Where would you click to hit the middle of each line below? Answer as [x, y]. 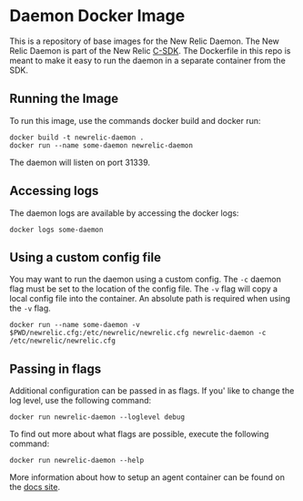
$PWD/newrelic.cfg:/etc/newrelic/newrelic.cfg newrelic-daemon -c [138, 333]
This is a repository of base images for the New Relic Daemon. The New [145, 41]
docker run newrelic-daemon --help [77, 461]
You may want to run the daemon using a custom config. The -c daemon [146, 280]
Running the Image [64, 99]
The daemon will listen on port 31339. [80, 162]
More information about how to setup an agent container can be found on [147, 477]
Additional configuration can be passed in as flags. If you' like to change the [152, 391]
